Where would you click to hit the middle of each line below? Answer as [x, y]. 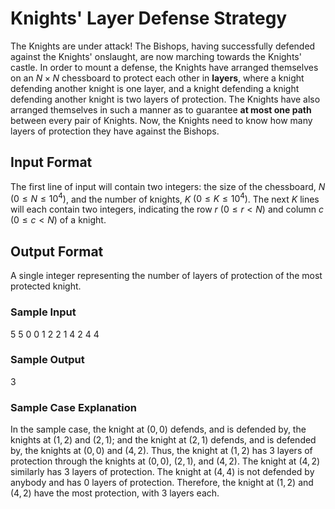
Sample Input [43, 312]
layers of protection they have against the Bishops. [115, 131]
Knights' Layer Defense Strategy [149, 18]
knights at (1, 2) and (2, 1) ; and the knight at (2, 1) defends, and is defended [163, 440]
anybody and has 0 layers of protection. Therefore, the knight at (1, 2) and [162, 483]
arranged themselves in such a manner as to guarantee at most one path [161, 109]
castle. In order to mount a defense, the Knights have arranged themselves [164, 67]
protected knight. [46, 286]
